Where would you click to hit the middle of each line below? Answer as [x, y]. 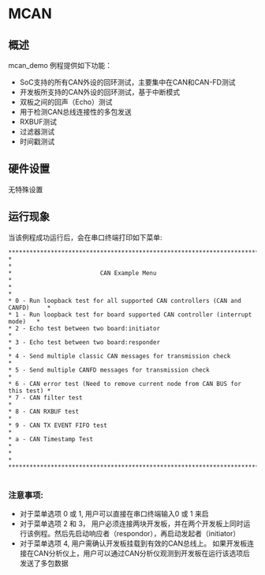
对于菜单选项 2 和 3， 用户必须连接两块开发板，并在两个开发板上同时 [131, 524]
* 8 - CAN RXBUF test [44, 411]
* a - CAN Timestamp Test [50, 439]
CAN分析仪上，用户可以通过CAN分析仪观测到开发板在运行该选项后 [142, 553]
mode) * [24, 321]
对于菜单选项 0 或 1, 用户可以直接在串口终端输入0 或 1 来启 [114, 513]
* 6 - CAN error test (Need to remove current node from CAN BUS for [125, 384]
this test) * [30, 391]
